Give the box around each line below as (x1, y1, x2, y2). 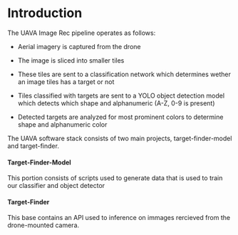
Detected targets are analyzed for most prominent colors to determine (17, 113, 224, 121)
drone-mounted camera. (7, 221, 80, 229)
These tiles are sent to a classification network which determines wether (17, 70, 232, 78)
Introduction (7, 5, 83, 21)
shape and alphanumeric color (17, 120, 108, 129)
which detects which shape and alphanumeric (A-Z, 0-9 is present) (17, 98, 215, 108)
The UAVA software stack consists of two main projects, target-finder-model (7, 134, 232, 142)
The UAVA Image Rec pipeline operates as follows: (7, 28, 156, 37)
